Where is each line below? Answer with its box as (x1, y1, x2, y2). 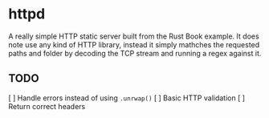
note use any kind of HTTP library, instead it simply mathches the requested (8, 39, 260, 49)
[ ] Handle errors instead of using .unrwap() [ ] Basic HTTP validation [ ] (8, 93, 246, 103)
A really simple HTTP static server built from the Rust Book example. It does (8, 31, 259, 41)
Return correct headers (8, 101, 86, 111)
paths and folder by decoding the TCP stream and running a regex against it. (8, 48, 262, 58)
